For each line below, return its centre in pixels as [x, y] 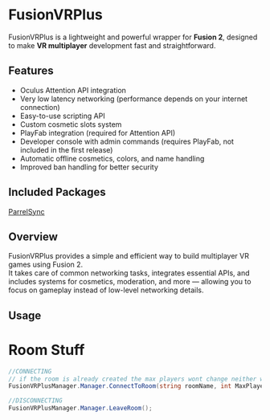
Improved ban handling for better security [89, 167]
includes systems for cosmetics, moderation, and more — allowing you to [130, 282]
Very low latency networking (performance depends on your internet [133, 99]
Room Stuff [47, 350]
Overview [33, 237]
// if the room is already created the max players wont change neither [133, 379]
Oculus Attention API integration [73, 90]
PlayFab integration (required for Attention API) [98, 133]
